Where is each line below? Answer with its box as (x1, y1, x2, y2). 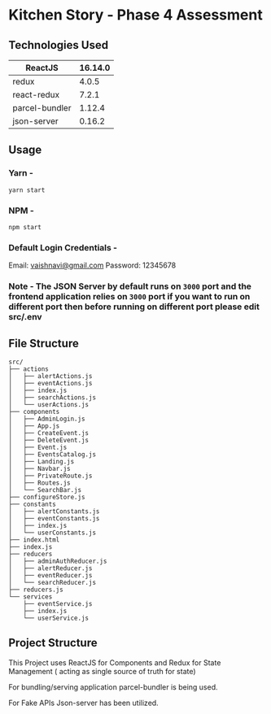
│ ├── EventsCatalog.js (8, 451, 96, 459)
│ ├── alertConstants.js (8, 507, 100, 516)
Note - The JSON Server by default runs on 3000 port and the (8, 281, 252, 292)
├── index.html (8, 536, 60, 544)
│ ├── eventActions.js (8, 380, 93, 388)
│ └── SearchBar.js (8, 486, 82, 494)
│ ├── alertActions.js (8, 372, 93, 381)
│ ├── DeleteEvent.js (8, 437, 90, 445)
